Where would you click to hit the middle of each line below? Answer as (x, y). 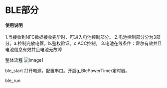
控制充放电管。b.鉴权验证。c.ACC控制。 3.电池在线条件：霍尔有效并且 (89, 43)
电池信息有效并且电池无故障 (34, 50)
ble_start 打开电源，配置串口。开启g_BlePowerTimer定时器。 (68, 71)
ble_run (13, 81)
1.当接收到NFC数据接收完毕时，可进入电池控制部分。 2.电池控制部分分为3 (81, 37)
